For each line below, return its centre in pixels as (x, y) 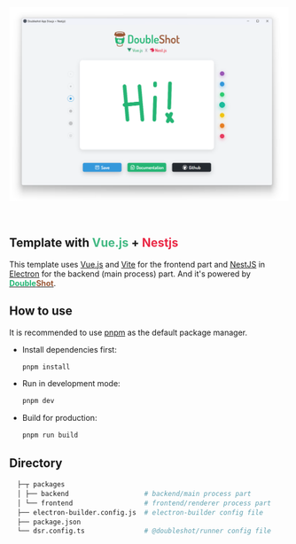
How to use (41, 311)
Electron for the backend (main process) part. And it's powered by (130, 274)
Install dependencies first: (69, 349)
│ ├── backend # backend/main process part (134, 493)
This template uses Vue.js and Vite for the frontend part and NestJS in (137, 264)
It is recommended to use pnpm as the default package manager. (129, 332)
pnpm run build (50, 435)
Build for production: (59, 418)
